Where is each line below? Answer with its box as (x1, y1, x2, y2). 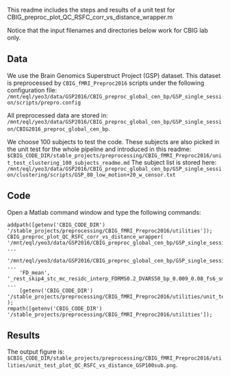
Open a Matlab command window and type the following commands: (7, 208, 201, 216)
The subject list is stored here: (131, 158, 217, 166)
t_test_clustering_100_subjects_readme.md (7, 159, 130, 166)
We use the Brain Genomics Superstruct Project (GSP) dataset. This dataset (7, 71, 221, 79)
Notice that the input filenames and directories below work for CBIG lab (7, 27, 209, 34)
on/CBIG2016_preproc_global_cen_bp (7, 126, 109, 133)
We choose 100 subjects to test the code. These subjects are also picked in (7, 137, 220, 146)
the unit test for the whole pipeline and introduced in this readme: (7, 145, 192, 153)
